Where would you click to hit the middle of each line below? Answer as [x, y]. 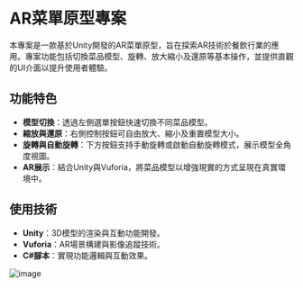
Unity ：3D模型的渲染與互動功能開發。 [93, 233]
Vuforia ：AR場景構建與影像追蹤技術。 [93, 244]
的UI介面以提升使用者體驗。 [61, 67]
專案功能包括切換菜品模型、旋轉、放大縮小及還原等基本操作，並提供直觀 [159, 56]
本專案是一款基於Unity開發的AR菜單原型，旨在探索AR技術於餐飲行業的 [141, 45]
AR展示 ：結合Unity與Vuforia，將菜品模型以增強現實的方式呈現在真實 [150, 166]
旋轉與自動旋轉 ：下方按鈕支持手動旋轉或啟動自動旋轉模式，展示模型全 [153, 144]
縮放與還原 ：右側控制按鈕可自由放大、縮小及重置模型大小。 [133, 133]
